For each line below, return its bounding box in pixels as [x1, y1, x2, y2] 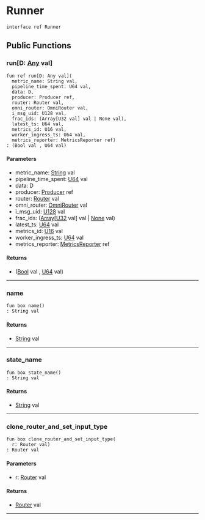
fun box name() [6, 303, 45, 309]
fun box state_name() [6, 370, 62, 376]
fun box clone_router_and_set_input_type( [6, 436, 116, 442]
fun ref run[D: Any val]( [6, 73, 72, 79]
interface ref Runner [6, 24, 62, 30]
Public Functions [6, 40, 71, 51]
